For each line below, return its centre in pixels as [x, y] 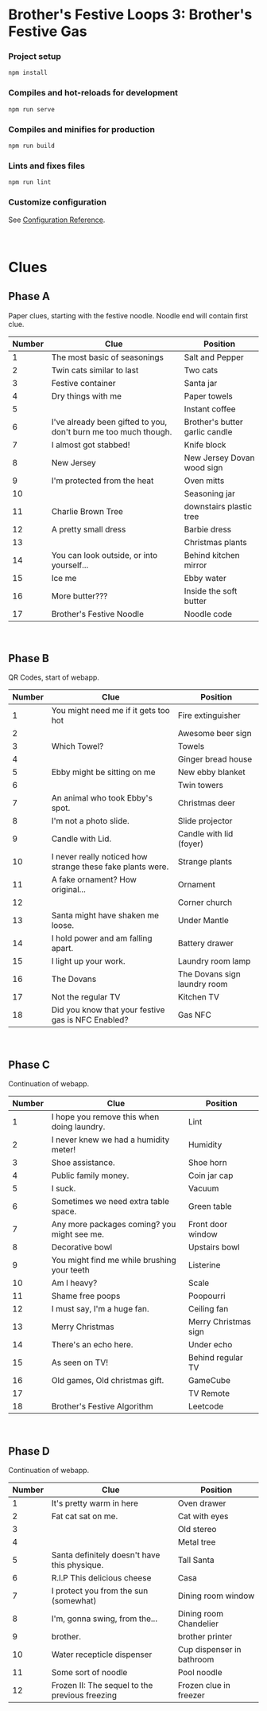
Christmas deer [207, 803]
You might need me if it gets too [111, 711]
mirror [195, 565]
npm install [28, 73]
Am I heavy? [74, 1283]
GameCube [209, 1381]
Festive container [84, 383]
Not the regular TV [86, 997]
